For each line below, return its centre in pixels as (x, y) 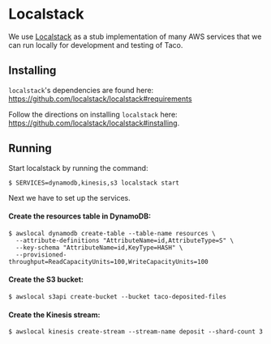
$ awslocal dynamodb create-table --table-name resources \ (112, 233)
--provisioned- (41, 255)
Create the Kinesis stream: (54, 314)
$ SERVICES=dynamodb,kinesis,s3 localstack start (94, 183)
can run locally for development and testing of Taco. (96, 45)
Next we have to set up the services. (70, 197)
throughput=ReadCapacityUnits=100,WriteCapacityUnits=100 (108, 261)
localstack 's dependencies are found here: (81, 90)
